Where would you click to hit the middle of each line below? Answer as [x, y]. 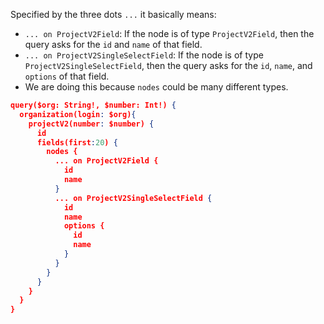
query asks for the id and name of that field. [113, 44]
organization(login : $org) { [78, 114]
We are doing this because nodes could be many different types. [156, 87]
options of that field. [67, 76]
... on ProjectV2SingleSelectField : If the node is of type [144, 55]
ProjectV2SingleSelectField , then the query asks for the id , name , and [168, 65]
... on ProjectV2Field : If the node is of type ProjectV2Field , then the [169, 33]
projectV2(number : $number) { [91, 124]
